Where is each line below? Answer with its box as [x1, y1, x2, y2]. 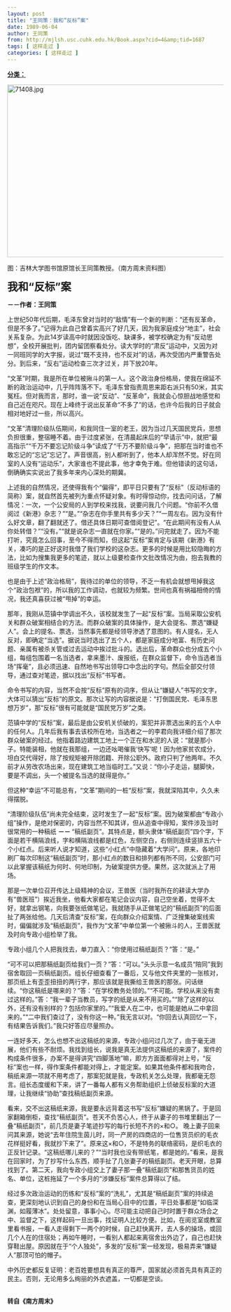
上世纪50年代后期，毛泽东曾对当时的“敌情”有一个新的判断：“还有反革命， [7, 315, 219, 323]
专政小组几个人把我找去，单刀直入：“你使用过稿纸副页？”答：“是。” [7, 944, 199, 953]
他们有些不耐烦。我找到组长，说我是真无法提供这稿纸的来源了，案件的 [19, 1045, 222, 1053]
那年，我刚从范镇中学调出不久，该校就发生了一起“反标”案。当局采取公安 [7, 609, 216, 618]
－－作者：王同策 [7, 300, 57, 308]
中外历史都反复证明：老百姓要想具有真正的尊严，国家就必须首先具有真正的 [7, 1266, 222, 1274]
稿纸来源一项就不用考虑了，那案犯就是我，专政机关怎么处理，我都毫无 [7, 1071, 210, 1079]
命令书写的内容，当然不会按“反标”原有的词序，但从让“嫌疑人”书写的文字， [7, 686, 220, 694]
